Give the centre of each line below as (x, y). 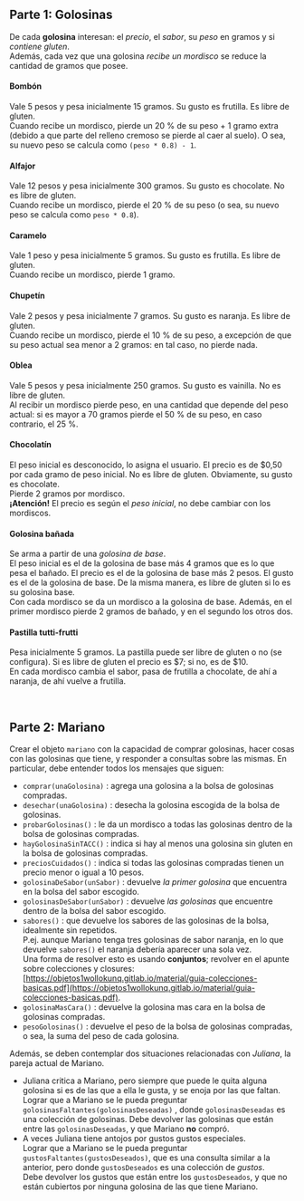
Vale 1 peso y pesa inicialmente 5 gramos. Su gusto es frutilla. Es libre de (145, 255)
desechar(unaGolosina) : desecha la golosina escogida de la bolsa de (151, 805)
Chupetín (27, 296)
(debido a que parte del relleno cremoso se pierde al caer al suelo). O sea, (148, 136)
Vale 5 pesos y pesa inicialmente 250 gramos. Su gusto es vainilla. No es (145, 385)
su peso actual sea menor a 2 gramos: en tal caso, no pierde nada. (133, 344)
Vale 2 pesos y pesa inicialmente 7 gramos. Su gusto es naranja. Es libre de (150, 315)
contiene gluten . (40, 46)
